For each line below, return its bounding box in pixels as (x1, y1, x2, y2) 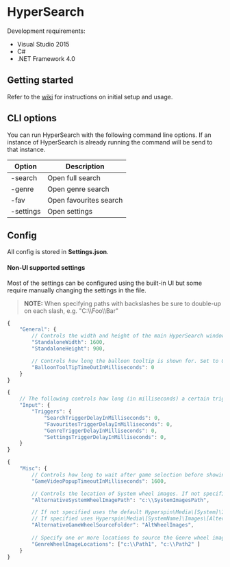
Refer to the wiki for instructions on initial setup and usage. (7, 92, 173, 101)
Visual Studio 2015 (16, 40, 70, 48)
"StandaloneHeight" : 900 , (31, 345, 106, 353)
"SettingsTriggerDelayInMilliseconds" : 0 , (43, 433, 167, 440)
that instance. (7, 145, 46, 153)
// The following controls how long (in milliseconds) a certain (19, 395, 210, 403)
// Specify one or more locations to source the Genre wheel (31, 534, 210, 541)
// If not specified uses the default (31, 509, 142, 516)
